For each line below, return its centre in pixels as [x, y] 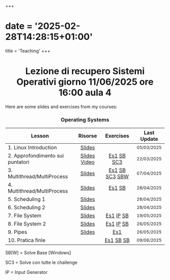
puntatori [18, 162]
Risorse [88, 136]
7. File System [25, 216]
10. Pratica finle [27, 240]
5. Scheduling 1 [27, 199]
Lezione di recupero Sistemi [85, 71]
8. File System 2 [27, 224]
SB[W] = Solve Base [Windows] [38, 253]
